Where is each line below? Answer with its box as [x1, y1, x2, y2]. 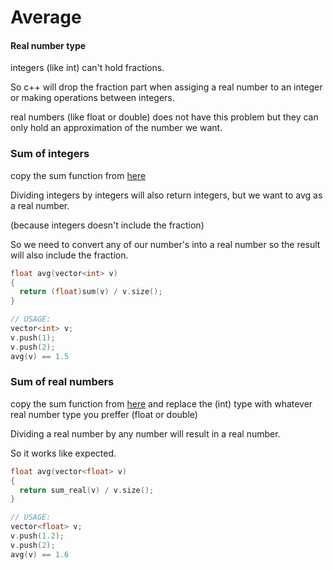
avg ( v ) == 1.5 [10, 351, 70, 361]
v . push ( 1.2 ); [10, 531, 65, 541]
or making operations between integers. [10, 92, 175, 104]
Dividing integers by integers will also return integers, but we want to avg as [10, 189, 323, 201]
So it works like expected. [10, 447, 117, 459]
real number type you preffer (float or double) [10, 408, 198, 420]
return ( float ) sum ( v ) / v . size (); [19, 287, 163, 297]
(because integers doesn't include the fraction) [10, 219, 205, 231]
